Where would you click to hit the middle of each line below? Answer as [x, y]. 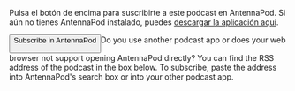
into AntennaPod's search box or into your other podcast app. [121, 77]
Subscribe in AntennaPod [55, 40]
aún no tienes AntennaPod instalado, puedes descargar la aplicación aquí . [144, 22]
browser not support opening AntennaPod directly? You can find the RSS [142, 58]
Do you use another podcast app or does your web [193, 40]
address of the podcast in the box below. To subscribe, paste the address [143, 68]
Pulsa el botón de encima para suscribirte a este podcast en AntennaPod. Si [147, 13]
